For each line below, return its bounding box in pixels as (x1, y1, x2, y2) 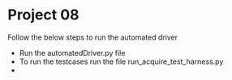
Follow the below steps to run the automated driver (7, 32, 178, 42)
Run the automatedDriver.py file (19, 48, 126, 57)
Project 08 (7, 6, 79, 24)
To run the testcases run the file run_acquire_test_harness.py (19, 57, 224, 66)
